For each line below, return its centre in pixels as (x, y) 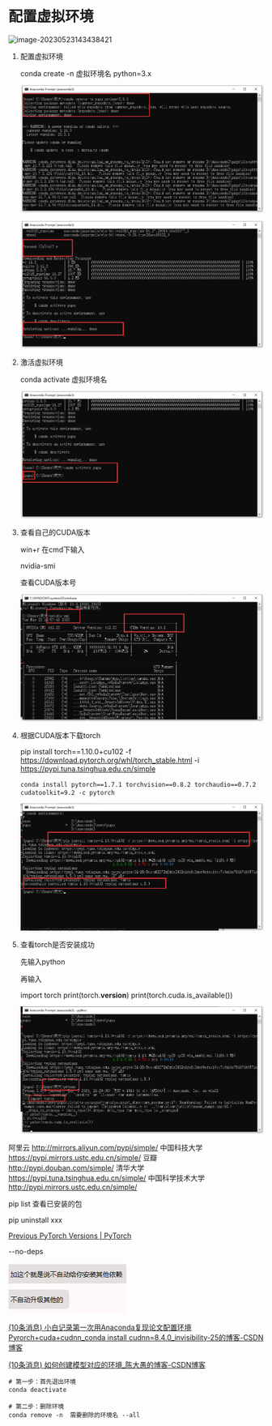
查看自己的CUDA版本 (55, 532)
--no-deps (26, 1251)
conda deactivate (38, 1390)
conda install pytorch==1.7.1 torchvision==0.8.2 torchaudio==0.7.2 (138, 784)
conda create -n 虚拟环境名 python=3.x (86, 73)
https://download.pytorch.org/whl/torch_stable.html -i (110, 760)
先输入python (42, 962)
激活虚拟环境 (41, 362)
